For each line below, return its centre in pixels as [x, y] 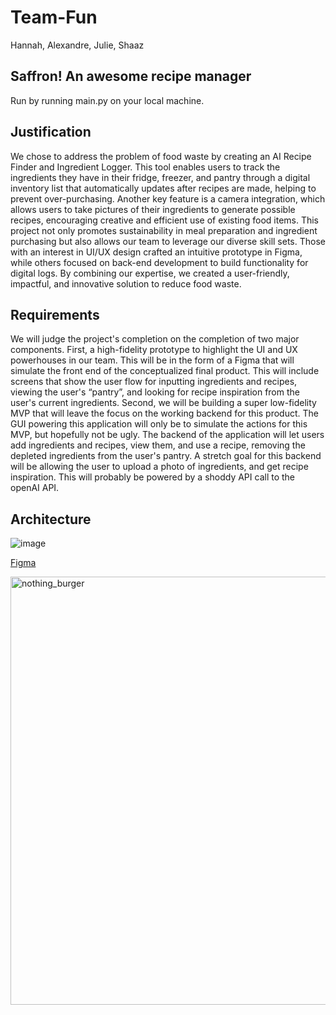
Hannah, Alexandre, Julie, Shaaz [77, 45]
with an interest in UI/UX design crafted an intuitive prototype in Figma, [156, 252]
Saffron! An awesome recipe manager [131, 76]
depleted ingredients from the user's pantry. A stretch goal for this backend [166, 456]
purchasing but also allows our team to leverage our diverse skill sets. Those [168, 241]
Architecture [51, 519]
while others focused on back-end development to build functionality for [159, 262]
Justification [51, 132]
